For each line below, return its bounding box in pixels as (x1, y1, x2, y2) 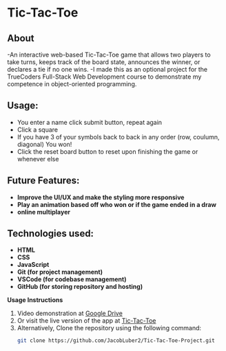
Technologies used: (7, 228, 94, 239)
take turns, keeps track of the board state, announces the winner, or (7, 58, 201, 66)
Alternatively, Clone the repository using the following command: (17, 324, 202, 332)
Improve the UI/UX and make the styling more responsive (17, 193, 185, 201)
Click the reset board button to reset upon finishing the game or (17, 147, 198, 156)
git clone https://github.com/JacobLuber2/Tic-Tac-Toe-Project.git (17, 337, 215, 344)
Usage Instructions (7, 296, 63, 304)
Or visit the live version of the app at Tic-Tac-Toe (17, 317, 156, 325)
